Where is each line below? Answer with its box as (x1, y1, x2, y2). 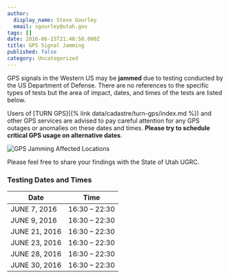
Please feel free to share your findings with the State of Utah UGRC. (7, 158, 200, 166)
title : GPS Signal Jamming (7, 42, 85, 49)
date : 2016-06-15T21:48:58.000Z (7, 36, 100, 43)
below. (7, 96, 26, 104)
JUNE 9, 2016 (10, 216, 57, 225)
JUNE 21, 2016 (10, 227, 62, 236)
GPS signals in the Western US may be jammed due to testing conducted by (7, 74, 224, 82)
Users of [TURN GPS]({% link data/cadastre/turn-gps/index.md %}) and (7, 109, 212, 117)
